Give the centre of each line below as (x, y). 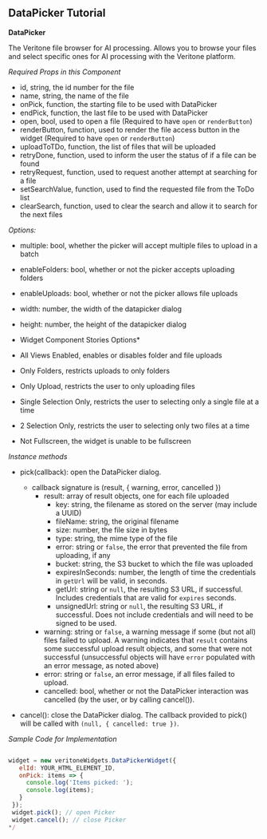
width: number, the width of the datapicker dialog (100, 309)
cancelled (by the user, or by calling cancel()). (119, 699)
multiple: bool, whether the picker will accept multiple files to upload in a (139, 245)
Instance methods (38, 456)
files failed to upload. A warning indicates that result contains (145, 640)
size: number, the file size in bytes (111, 529)
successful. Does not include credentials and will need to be (154, 615)
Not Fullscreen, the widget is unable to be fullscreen (105, 441)
